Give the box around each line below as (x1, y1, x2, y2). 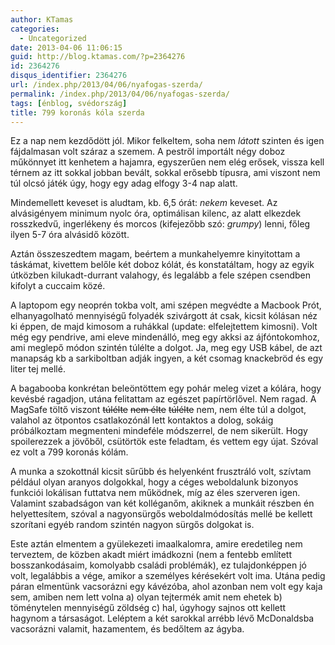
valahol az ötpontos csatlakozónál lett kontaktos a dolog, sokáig (10, 414, 274, 426)
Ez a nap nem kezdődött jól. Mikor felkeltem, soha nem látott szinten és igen (10, 135, 325, 147)
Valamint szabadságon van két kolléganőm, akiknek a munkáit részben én (10, 497, 315, 510)
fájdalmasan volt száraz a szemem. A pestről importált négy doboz (10, 146, 286, 158)
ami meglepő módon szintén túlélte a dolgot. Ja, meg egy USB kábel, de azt (10, 342, 323, 354)
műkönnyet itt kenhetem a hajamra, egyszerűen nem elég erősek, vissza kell (10, 156, 325, 168)
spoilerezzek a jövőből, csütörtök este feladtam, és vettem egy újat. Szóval (10, 436, 319, 448)
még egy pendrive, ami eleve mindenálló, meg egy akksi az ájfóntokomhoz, (10, 331, 320, 343)
